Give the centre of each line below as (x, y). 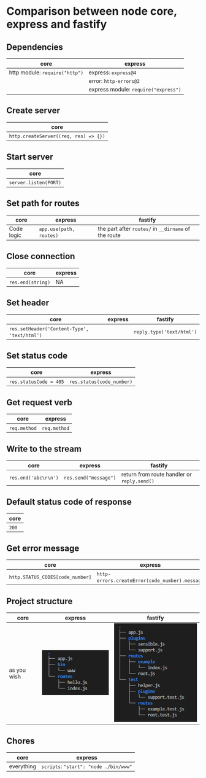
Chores (21, 741)
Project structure (40, 601)
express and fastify (57, 24)
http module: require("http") (46, 72)
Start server (30, 157)
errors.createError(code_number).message (150, 581)
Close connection (41, 256)
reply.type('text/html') (166, 332)
